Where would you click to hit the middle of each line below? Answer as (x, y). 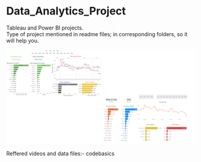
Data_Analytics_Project (66, 11)
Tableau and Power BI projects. (45, 28)
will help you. (23, 40)
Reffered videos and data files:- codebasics (60, 153)
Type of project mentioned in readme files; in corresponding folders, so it (97, 34)
